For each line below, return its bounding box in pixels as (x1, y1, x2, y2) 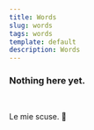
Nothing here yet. (9, 75, 86, 87)
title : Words (9, 12, 57, 22)
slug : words (9, 21, 53, 30)
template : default (9, 37, 76, 47)
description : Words (9, 46, 81, 54)
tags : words (9, 29, 53, 38)
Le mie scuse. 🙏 (9, 112, 68, 122)
